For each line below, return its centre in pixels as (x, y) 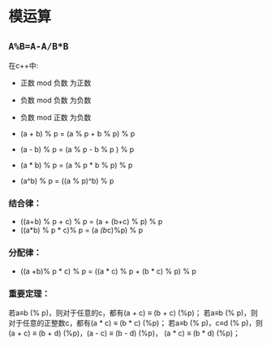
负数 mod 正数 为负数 (56, 117)
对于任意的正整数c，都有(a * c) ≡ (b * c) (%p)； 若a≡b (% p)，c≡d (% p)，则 (136, 322)
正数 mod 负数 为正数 (56, 83)
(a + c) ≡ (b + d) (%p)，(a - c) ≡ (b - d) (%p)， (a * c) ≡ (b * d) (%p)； (125, 333)
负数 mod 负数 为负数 (56, 100)
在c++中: (24, 65)
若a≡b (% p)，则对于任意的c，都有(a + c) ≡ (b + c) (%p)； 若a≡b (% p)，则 (133, 313)
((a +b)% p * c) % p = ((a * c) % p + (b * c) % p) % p (108, 271)
